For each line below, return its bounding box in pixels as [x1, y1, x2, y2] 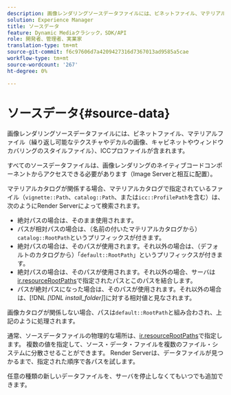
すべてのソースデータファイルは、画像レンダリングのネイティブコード [7, 161, 205, 169]
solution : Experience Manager [7, 17, 94, 23]
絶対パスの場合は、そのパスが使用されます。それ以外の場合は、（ [16, 242, 201, 250]
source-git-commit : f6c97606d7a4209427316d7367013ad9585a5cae [7, 49, 189, 56]
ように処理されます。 [19, 317, 79, 325]
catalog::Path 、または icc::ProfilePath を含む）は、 [74, 193, 224, 202]
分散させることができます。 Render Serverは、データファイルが [30, 349, 212, 357]
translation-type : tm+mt [7, 42, 78, 49]
